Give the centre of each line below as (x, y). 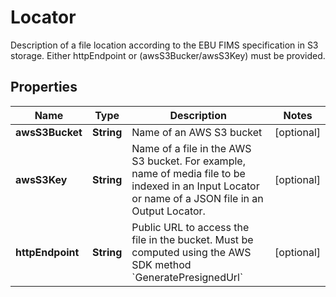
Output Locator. (168, 211)
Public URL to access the (190, 227)
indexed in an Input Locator (195, 186)
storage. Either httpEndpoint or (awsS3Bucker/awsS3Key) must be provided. (168, 55)
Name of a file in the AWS (191, 148)
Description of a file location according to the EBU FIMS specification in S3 (164, 45)
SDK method (161, 264)
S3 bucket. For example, (188, 161)
